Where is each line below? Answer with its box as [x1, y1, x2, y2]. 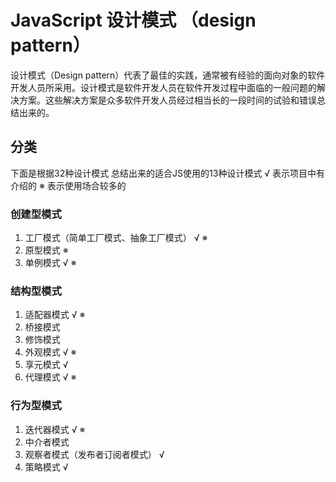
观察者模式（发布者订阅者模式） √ [24, 448, 165, 460]
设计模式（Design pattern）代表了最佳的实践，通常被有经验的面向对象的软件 [10, 69, 326, 81]
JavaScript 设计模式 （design [10, 9, 257, 32]
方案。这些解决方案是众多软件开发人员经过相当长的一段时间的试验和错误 [18, 94, 317, 106]
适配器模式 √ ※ [24, 309, 86, 321]
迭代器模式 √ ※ [24, 423, 86, 435]
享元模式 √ [24, 359, 69, 371]
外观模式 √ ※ [24, 346, 77, 358]
